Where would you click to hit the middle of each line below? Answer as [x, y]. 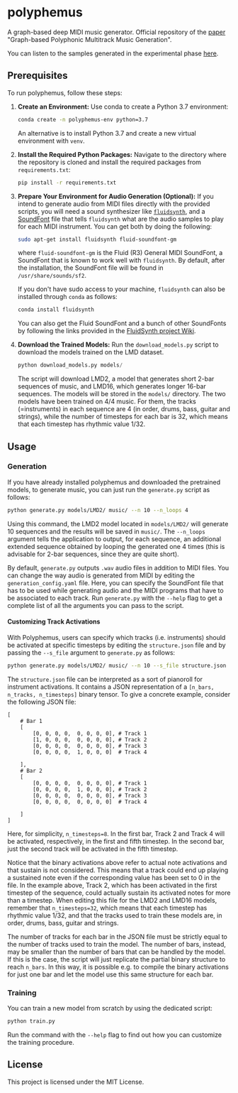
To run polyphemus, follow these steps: [65, 92]
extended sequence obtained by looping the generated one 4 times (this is [116, 546]
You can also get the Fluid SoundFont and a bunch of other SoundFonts [122, 323]
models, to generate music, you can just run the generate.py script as [109, 489]
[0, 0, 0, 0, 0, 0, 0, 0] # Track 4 [90, 802]
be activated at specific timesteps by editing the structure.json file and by [117, 645]
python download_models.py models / [70, 365]
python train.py [31, 1021]
